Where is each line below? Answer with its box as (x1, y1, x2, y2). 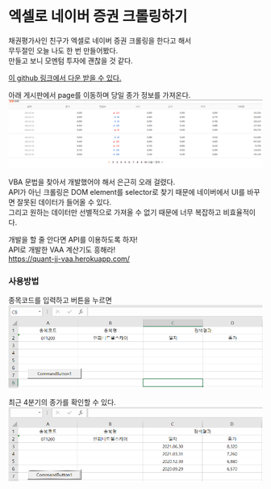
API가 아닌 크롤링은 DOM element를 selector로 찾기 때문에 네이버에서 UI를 (8, 187, 246, 196)
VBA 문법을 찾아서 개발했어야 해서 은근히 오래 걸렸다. (8, 177, 176, 187)
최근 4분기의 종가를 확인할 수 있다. (8, 397, 117, 407)
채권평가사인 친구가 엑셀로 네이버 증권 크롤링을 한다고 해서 (8, 36, 192, 45)
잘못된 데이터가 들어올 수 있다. (16, 197, 112, 207)
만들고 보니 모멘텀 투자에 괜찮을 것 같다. (8, 56, 133, 65)
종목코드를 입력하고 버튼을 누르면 (8, 296, 113, 306)
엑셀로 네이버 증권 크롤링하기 (8, 7, 188, 26)
